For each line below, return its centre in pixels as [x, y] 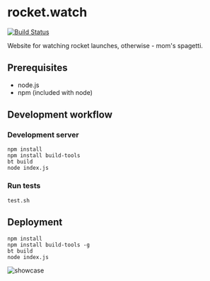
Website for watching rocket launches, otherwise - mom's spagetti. [105, 45]
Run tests [24, 186]
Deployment [35, 223]
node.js [29, 85]
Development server [43, 135]
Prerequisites [37, 68]
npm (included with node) [55, 92]
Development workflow [60, 115]
